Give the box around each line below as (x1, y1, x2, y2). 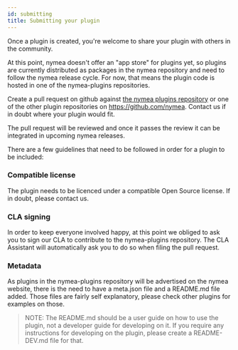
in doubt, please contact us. (7, 194, 89, 202)
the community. (7, 44, 53, 53)
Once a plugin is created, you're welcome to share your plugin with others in (7, 36, 231, 45)
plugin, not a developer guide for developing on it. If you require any (24, 321, 225, 330)
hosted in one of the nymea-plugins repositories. (7, 81, 151, 89)
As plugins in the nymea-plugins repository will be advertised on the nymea (7, 277, 229, 286)
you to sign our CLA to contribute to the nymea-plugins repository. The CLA (7, 236, 229, 245)
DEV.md (24, 336, 48, 345)
